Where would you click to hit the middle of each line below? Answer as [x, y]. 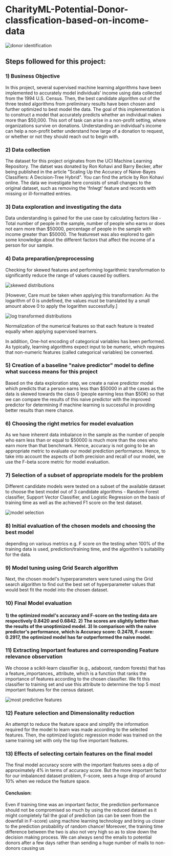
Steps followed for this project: [56, 62]
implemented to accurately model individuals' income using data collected [84, 93]
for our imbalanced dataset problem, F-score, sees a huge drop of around [83, 776]
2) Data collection [28, 150]
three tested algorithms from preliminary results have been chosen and [80, 104]
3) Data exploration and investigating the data [63, 207]
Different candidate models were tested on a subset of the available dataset [85, 486]
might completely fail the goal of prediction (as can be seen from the [78, 815]
